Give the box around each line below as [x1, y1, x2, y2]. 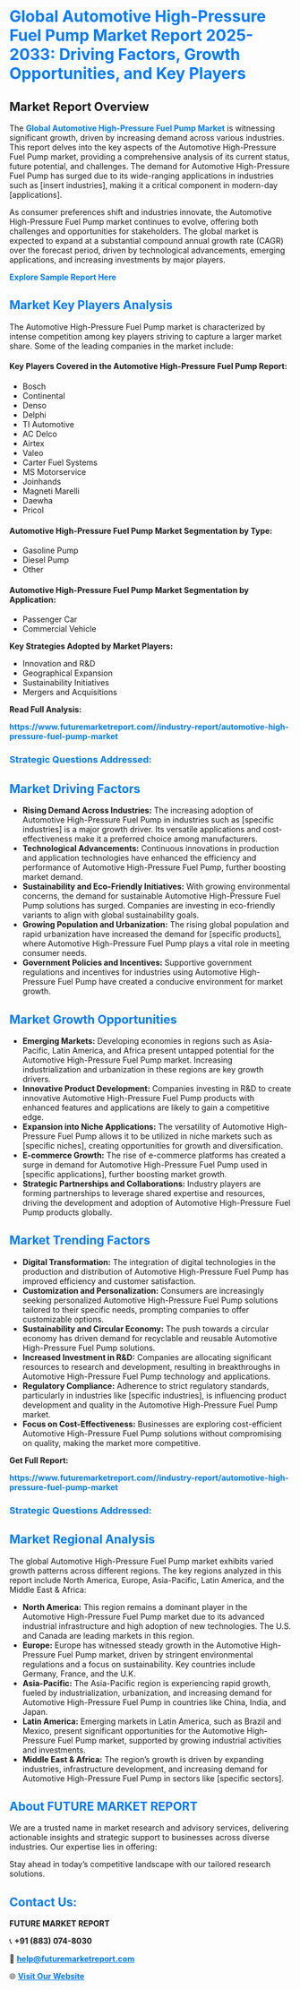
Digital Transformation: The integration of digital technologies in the [21, 1256, 276, 1267]
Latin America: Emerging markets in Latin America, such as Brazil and [21, 1716, 282, 1727]
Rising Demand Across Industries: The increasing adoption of [21, 805, 253, 816]
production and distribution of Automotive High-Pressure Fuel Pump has [21, 1266, 289, 1277]
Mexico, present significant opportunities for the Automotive [21, 1725, 245, 1736]
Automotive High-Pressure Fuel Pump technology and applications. [21, 1371, 271, 1382]
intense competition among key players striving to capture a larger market [9, 331, 282, 341]
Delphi [21, 409, 47, 420]
